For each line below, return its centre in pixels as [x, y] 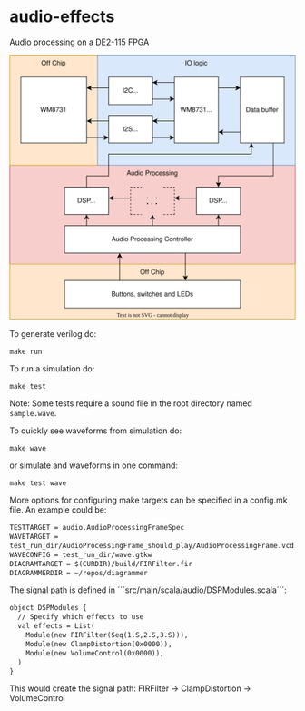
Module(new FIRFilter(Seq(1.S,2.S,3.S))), [107, 635]
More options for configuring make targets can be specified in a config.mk [148, 500]
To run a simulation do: [52, 369]
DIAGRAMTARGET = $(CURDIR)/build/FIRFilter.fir [101, 564]
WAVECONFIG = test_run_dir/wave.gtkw [81, 555]
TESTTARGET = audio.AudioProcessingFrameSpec [97, 528]
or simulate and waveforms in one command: [94, 465]
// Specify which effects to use [81, 617]
